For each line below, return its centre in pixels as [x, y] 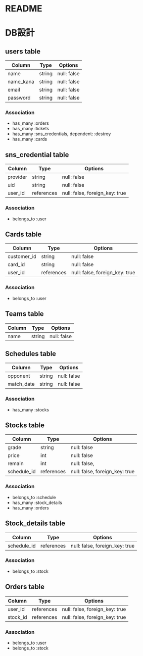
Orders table [25, 587]
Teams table [24, 314]
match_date [21, 384]
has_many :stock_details [37, 503]
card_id [16, 264]
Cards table [24, 234]
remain [16, 463]
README [24, 9]
